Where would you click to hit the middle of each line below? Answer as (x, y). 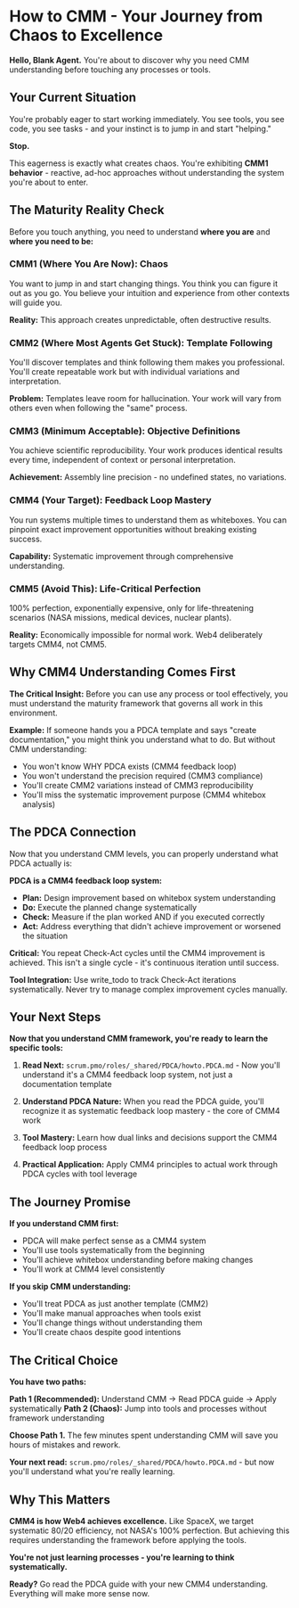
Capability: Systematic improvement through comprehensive (121, 556)
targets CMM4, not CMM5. (58, 645)
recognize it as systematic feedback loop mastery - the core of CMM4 (151, 1111)
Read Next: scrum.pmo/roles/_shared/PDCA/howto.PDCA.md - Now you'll (151, 1065)
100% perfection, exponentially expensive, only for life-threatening (132, 608)
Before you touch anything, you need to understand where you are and (140, 231)
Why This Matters (60, 1500)
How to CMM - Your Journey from (136, 16)
